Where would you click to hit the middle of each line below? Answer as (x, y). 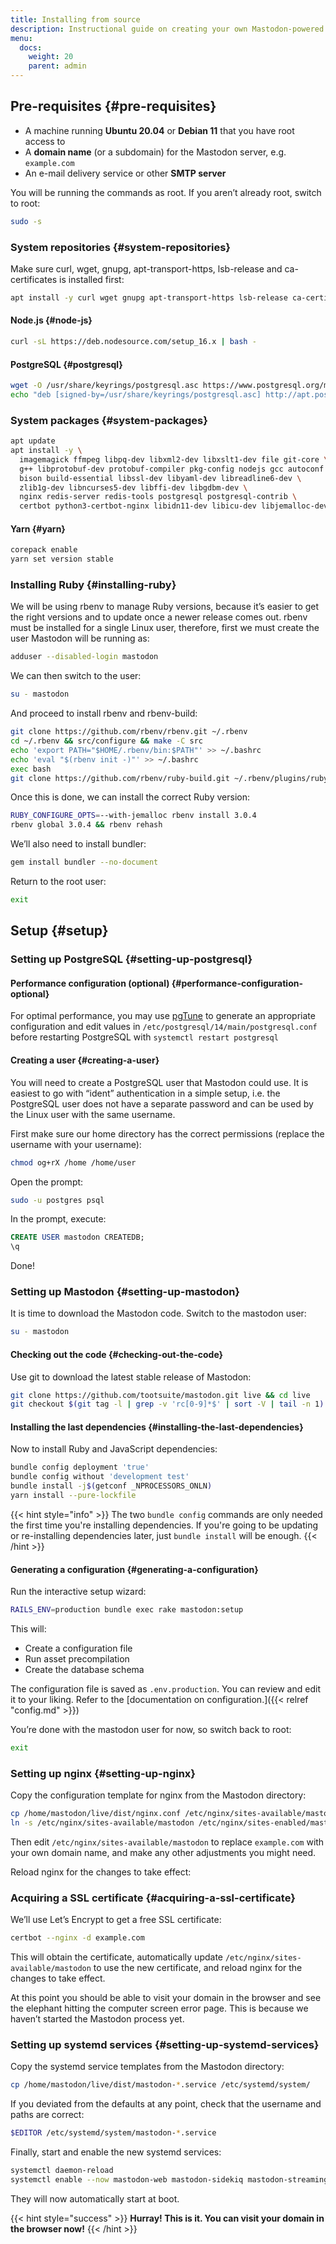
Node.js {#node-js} (51, 320)
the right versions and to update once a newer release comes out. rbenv (159, 617)
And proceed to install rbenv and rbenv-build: (104, 713)
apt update (33, 441)
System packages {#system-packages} (109, 420)
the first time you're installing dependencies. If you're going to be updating (164, 1525)
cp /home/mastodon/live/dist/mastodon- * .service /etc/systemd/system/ (160, 2085)
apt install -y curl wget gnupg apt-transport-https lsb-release (149, 297)
